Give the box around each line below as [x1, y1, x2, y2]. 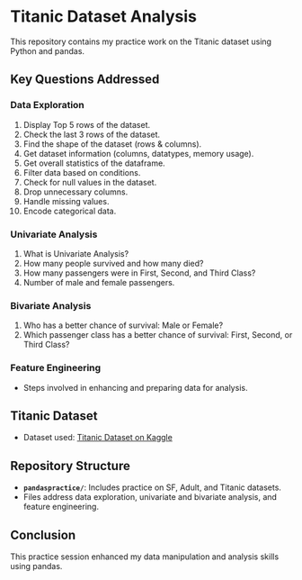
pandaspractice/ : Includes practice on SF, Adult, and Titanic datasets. [22, 482, 282, 493]
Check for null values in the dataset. [22, 177, 157, 187]
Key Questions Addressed [10, 72, 160, 87]
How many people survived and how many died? [22, 258, 204, 268]
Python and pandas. [10, 45, 84, 56]
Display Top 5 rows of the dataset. [22, 119, 151, 130]
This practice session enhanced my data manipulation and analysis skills [10, 551, 280, 562]
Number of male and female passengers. [22, 276, 175, 287]
